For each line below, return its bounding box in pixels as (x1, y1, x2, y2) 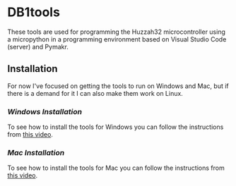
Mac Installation (7, 147, 65, 157)
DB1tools (7, 4, 60, 20)
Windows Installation (7, 106, 83, 116)
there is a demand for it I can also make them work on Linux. (7, 89, 184, 97)
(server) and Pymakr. (7, 42, 69, 51)
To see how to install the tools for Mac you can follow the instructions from (7, 163, 225, 173)
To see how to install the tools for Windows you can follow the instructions (7, 123, 224, 131)
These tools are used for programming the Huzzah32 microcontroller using (7, 27, 226, 36)
